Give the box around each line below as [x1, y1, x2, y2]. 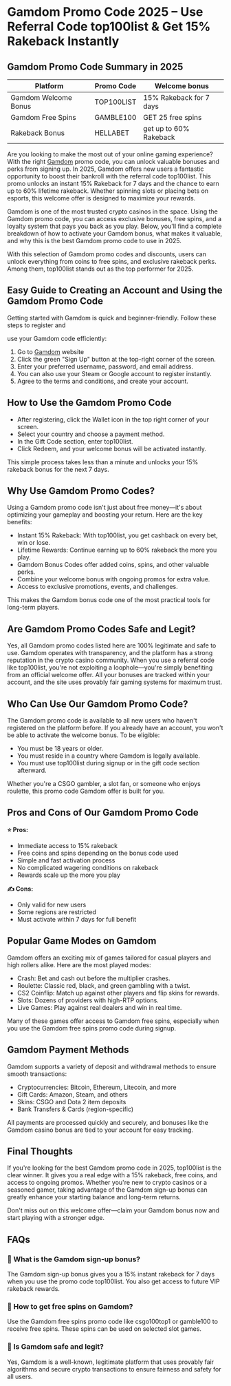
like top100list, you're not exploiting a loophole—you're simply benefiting [7, 663, 213, 672]
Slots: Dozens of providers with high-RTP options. [16, 996, 159, 1004]
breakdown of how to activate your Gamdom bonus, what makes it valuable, [7, 229, 223, 238]
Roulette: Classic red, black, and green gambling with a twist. [16, 981, 190, 989]
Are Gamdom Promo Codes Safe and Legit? [7, 623, 196, 634]
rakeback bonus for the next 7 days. [7, 465, 109, 473]
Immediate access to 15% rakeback [16, 841, 118, 849]
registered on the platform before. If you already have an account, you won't [7, 724, 223, 732]
